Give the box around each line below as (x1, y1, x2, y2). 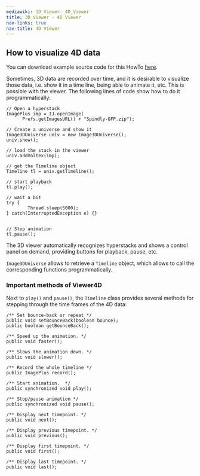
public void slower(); (6, 354, 63, 361)
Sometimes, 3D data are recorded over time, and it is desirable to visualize (6, 75, 189, 83)
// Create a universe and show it (6, 127, 93, 133)
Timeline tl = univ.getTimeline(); (6, 169, 95, 175)
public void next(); (6, 417, 58, 423)
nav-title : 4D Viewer (6, 25, 60, 32)
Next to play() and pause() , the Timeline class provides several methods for (6, 294, 194, 302)
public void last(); (6, 464, 58, 470)
